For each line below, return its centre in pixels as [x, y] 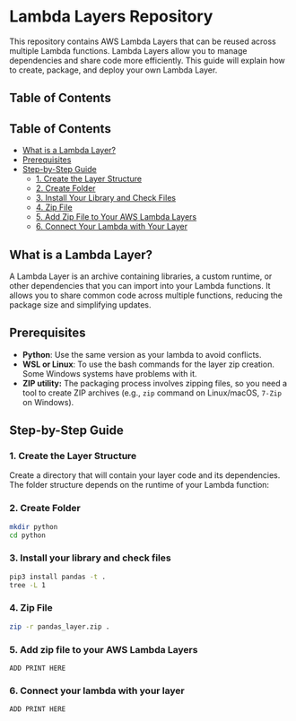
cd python [28, 535]
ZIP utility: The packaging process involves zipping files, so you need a [155, 383]
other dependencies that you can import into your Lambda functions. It [140, 285]
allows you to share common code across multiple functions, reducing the [146, 295]
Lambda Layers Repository [111, 17]
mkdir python [34, 526]
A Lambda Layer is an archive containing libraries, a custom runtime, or [141, 276]
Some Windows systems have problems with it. [109, 373]
